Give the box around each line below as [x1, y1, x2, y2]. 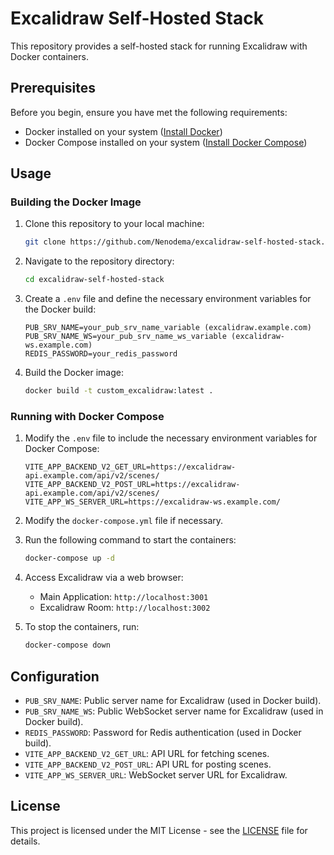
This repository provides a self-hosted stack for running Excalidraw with [10, 40, 308, 52]
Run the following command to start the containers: [24, 534, 237, 546]
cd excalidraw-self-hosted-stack [24, 275, 165, 285]
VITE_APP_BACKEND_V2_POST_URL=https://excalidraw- [24, 480, 241, 490]
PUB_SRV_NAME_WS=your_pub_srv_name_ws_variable [24, 332, 227, 342]
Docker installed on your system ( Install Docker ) [24, 125, 223, 137]
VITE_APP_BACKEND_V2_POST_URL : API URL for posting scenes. [24, 758, 272, 770]
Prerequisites [10, 80, 96, 97]
